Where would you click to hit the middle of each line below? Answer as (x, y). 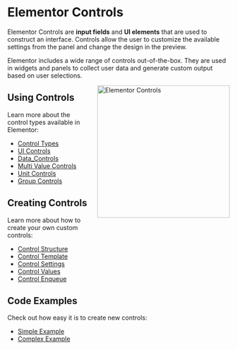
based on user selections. (45, 76)
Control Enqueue (42, 279)
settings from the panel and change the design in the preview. (97, 47)
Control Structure (43, 248)
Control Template (43, 256)
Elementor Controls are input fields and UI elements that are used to (107, 32)
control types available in (44, 122)
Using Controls (41, 98)
